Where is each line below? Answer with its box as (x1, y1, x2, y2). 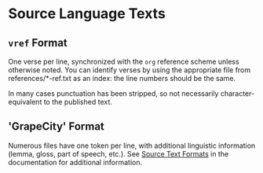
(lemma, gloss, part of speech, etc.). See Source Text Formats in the (8, 149, 229, 158)
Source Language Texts (8, 5, 166, 23)
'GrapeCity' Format (8, 120, 104, 134)
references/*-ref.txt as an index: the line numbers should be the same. (8, 74, 236, 83)
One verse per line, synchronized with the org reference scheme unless (8, 57, 239, 66)
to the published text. (43, 98, 112, 106)
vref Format (8, 36, 68, 50)
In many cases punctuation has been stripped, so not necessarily (8, 89, 219, 98)
